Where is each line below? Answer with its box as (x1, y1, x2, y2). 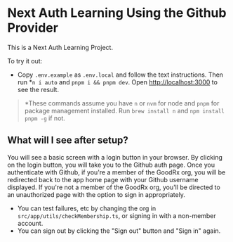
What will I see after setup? (7, 134, 128, 146)
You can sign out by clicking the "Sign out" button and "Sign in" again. (17, 227, 221, 235)
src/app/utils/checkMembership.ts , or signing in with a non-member (17, 211, 216, 219)
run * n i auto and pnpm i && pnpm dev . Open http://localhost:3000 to (17, 77, 218, 86)
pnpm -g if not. (24, 114, 65, 122)
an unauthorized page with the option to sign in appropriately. (7, 190, 186, 198)
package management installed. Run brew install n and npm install (24, 106, 225, 115)
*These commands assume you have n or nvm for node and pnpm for (24, 98, 220, 107)
